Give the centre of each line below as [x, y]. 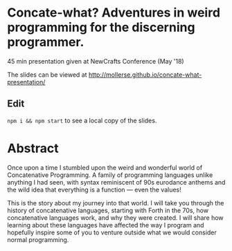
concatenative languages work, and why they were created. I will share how [115, 217]
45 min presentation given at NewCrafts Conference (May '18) [96, 61]
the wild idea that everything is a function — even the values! [94, 189]
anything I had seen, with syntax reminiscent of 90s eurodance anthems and [116, 182]
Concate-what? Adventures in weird [114, 13]
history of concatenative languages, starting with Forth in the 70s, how [108, 210]
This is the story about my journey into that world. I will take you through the [116, 203]
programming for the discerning [101, 27]
